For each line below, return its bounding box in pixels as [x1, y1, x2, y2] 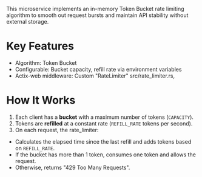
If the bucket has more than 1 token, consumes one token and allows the [15, 151, 196, 158]
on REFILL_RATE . [15, 144, 55, 152]
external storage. [6, 18, 49, 25]
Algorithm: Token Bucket [15, 59, 77, 66]
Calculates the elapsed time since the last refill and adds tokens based [15, 138, 192, 145]
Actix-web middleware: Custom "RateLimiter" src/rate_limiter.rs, [15, 72, 175, 79]
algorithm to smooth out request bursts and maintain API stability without [6, 12, 189, 19]
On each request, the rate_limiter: [15, 126, 99, 133]
